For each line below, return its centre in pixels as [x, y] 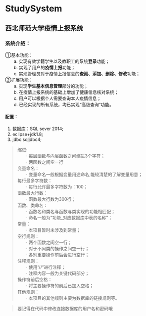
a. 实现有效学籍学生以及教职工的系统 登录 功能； [62, 61]
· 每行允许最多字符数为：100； [57, 187]
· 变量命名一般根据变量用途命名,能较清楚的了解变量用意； [84, 175]
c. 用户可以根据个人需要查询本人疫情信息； [58, 98]
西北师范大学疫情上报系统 [44, 28]
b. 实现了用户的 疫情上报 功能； [45, 67]
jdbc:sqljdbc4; [27, 139]
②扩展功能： [19, 80]
